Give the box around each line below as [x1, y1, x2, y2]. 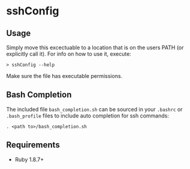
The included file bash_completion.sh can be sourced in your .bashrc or [6, 105, 183, 113]
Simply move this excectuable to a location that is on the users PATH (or [6, 44, 184, 51]
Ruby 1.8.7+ [14, 156, 44, 163]
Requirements [6, 140, 60, 150]
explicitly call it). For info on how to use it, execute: [6, 50, 132, 58]
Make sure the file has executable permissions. [6, 73, 123, 79]
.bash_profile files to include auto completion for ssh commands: [6, 112, 169, 119]
